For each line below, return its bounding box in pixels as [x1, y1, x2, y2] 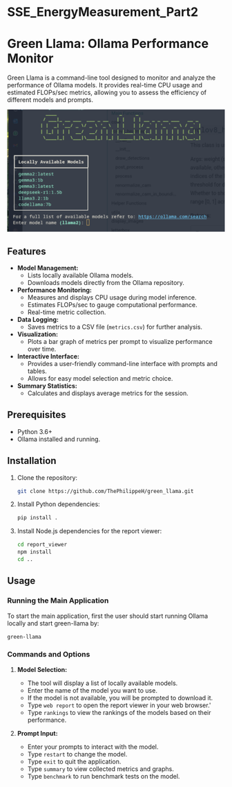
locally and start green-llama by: [7, 619, 99, 628]
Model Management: [17, 263, 79, 272]
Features [7, 245, 46, 257]
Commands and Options [7, 650, 90, 659]
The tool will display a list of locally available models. [27, 679, 178, 687]
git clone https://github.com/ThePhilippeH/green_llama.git [17, 487, 194, 494]
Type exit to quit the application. [27, 757, 122, 766]
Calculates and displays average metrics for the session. [27, 389, 188, 397]
